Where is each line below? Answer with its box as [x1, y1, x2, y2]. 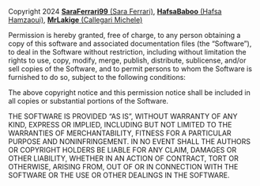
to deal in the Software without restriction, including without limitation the [8, 47, 247, 56]
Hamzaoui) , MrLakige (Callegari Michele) [8, 15, 143, 25]
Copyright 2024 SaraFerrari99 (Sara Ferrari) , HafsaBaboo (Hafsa [8, 7, 222, 16]
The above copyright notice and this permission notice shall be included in [8, 88, 251, 97]
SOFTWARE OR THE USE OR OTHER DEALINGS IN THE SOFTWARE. [8, 170, 230, 180]
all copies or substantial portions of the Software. [8, 97, 168, 105]
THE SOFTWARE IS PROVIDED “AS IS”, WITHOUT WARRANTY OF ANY [8, 112, 238, 121]
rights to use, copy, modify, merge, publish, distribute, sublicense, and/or [8, 55, 247, 65]
